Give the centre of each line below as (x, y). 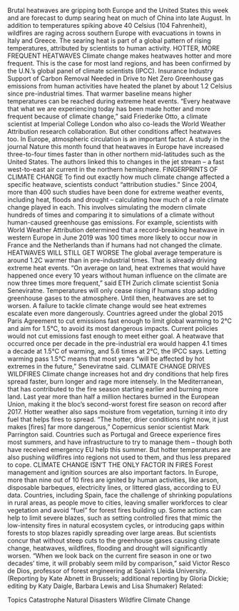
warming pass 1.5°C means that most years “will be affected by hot (106, 359)
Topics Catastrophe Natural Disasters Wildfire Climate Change (99, 600)
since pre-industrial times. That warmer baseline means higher (100, 93)
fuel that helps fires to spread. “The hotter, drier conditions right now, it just (118, 419)
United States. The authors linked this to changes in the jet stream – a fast (116, 162)
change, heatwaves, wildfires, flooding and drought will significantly (108, 548)
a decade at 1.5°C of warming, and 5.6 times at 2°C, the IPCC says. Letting (117, 351)
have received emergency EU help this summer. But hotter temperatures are (119, 450)
